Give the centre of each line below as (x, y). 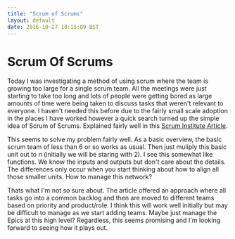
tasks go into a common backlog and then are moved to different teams (111, 198)
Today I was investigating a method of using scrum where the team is (108, 81)
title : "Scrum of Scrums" (45, 14)
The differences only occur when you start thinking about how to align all (113, 169)
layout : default (31, 20)
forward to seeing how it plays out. (57, 228)
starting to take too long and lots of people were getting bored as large (110, 96)
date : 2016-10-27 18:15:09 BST (53, 27)
